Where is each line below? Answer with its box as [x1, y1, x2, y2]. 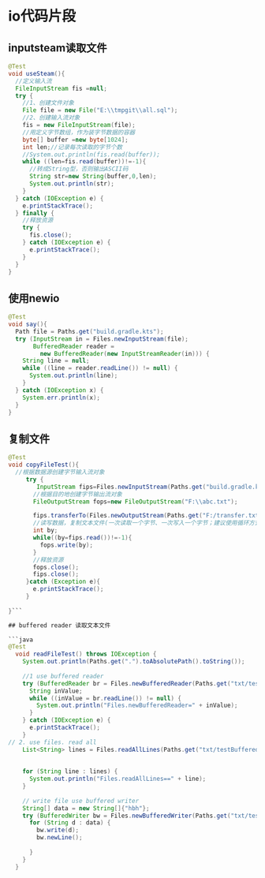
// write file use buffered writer [22, 797, 140, 805]
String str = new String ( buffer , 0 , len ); [28, 173, 157, 181]
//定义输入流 [15, 77, 53, 85]
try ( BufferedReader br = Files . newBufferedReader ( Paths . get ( [22, 679, 231, 687]
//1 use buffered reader [22, 672, 104, 680]
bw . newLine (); [36, 834, 83, 842]
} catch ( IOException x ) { [15, 386, 104, 394]
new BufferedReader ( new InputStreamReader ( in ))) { [39, 349, 211, 357]
